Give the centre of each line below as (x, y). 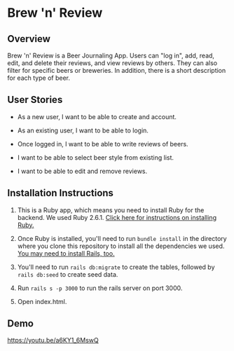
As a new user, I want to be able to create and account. (97, 116)
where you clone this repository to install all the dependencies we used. (121, 246)
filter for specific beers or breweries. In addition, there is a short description (117, 70)
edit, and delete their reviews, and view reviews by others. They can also (112, 63)
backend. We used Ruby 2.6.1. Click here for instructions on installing (117, 217)
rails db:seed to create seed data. (68, 274)
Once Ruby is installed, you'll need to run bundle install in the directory (122, 238)
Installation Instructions (61, 193)
